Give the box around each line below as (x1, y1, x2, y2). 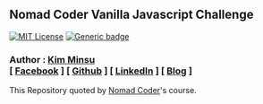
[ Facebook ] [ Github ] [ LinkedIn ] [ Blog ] (9, 65, 192, 77)
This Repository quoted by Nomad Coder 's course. (9, 85, 197, 96)
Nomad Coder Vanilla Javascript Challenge (9, 7, 254, 22)
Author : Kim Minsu (9, 53, 96, 65)
